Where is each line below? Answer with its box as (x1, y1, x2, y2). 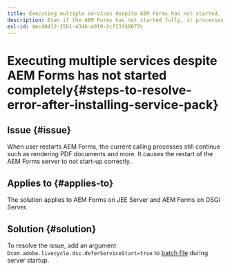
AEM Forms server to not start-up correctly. (7, 157, 132, 166)
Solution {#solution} (7, 223, 97, 235)
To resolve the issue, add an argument (7, 241, 117, 250)
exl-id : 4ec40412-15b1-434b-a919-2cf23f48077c (7, 23, 144, 30)
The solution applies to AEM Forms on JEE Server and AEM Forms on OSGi (7, 196, 220, 204)
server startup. (7, 256, 50, 264)
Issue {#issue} (7, 124, 71, 135)
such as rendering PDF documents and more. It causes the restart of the (7, 150, 213, 158)
